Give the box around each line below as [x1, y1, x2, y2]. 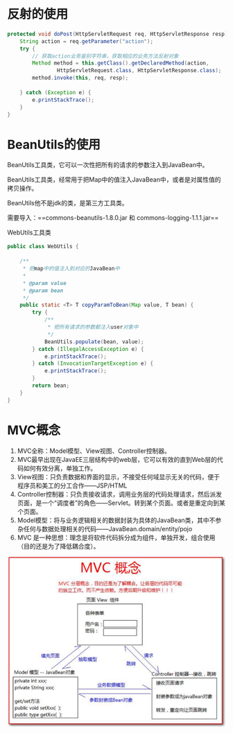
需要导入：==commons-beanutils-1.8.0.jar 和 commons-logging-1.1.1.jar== [7, 214, 219, 222]
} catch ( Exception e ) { [19, 89, 92, 96]
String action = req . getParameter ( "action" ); [19, 37, 154, 45]
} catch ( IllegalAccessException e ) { [32, 345, 144, 352]
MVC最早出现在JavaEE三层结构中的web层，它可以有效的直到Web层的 [17, 455, 217, 463]
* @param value [22, 279, 67, 286]
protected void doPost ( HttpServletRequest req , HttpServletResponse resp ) [7, 31, 228, 37]
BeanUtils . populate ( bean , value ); [44, 338, 144, 345]
